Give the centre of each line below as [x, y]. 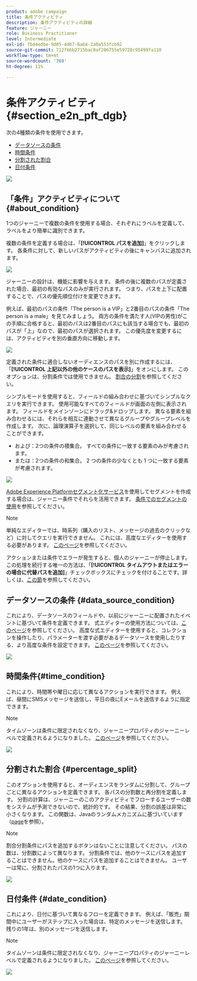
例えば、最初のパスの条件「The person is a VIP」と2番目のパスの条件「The [98, 309]
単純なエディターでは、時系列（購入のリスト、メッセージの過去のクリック [96, 530]
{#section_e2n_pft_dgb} [67, 115]
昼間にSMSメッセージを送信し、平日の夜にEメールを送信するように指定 [103, 699]
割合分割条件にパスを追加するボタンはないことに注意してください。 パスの [97, 845]
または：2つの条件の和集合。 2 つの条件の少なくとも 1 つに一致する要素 [102, 461]
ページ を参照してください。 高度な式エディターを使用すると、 [86, 630]
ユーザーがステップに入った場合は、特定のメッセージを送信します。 [104, 921]
